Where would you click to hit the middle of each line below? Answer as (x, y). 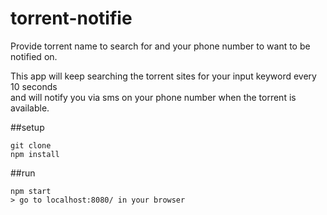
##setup (27, 127)
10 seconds (34, 86)
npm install (35, 154)
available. (30, 108)
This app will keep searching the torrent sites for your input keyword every (163, 76)
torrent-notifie (71, 18)
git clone (31, 145)
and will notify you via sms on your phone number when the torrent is (153, 97)
